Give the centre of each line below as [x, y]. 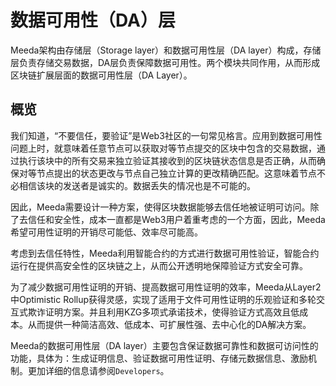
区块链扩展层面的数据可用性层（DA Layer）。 [101, 75]
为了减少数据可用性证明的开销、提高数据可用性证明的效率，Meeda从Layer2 [166, 287]
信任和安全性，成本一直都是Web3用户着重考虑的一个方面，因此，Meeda [176, 219]
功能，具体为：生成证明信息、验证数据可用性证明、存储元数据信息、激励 [159, 358]
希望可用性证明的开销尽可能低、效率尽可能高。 [106, 232]
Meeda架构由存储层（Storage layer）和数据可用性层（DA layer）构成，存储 [166, 50]
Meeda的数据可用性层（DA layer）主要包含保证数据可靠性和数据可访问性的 [164, 345]
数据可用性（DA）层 [93, 20]
